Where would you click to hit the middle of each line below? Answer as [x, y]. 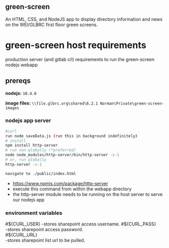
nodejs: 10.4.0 [21, 93]
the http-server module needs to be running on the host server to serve [88, 194]
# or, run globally [26, 160]
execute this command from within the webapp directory [72, 189]
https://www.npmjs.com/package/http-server [60, 183]
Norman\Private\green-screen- [132, 103]
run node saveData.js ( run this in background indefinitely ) [72, 136]
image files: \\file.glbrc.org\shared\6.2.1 [52, 103]
